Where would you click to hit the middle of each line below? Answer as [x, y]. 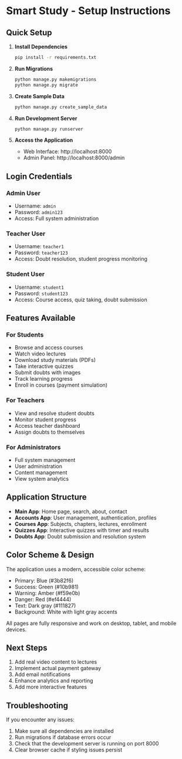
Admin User [23, 193]
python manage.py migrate [46, 85]
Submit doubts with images [48, 372]
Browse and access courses [49, 348]
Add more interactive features [50, 687]
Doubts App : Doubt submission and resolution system [80, 536]
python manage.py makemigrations [55, 79]
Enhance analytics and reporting [54, 681]
